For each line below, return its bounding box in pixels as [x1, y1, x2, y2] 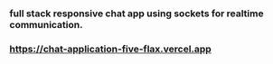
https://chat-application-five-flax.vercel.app [9, 42, 212, 55]
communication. [9, 18, 83, 31]
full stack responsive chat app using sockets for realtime [9, 7, 264, 20]
